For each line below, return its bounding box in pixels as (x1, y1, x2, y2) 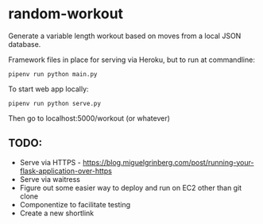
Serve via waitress (19, 174, 81, 183)
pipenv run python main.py (8, 70, 98, 78)
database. (8, 39, 41, 48)
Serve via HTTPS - (19, 157, 81, 167)
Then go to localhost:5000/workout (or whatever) (8, 113, 171, 123)
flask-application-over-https (19, 166, 113, 176)
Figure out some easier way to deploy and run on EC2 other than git (19, 183, 242, 192)
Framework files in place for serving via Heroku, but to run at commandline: (8, 55, 256, 64)
